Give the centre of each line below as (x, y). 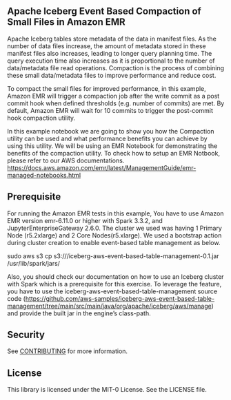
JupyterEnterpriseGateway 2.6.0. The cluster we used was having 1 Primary (114, 228)
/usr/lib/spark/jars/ (34, 263)
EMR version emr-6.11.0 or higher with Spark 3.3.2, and (85, 220)
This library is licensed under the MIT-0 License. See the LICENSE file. (107, 390)
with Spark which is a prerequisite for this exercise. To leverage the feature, (114, 284)
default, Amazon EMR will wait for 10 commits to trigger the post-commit (110, 110)
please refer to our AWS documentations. (66, 160)
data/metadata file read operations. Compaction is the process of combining (116, 67)
